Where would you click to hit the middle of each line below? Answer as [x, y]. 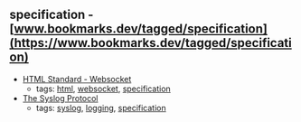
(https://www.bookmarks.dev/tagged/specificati [150, 43]
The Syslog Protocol [60, 98]
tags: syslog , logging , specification [101, 108]
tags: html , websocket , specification [103, 89]
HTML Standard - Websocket [77, 79]
